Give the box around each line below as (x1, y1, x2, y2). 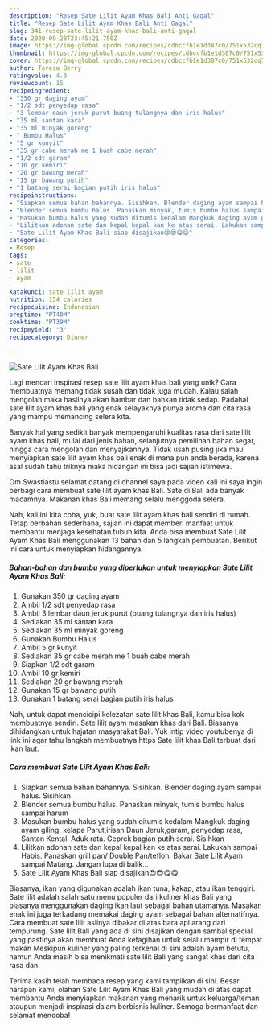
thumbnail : (9, 49, 46, 57)
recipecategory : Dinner (9, 333, 89, 341)
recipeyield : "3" (9, 325, 68, 334)
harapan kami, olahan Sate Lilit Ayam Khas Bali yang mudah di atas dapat (9, 985, 252, 995)
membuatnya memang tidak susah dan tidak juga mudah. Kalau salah (9, 386, 239, 396)
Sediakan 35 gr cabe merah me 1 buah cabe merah (20, 651, 191, 661)
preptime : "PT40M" (9, 311, 71, 319)
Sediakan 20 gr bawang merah (20, 677, 124, 686)
